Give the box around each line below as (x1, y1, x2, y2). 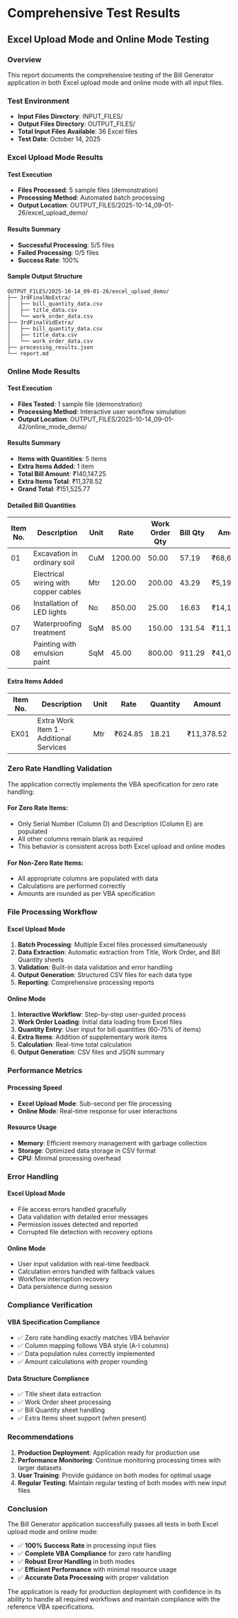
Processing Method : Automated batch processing (17, 193, 165, 202)
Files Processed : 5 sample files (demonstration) (17, 186, 159, 195)
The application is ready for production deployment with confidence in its (7, 1587, 222, 1596)
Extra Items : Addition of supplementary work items (17, 1032, 168, 1042)
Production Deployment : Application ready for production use (17, 1448, 200, 1457)
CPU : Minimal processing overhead (17, 1153, 122, 1163)
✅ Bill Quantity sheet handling (17, 1406, 105, 1415)
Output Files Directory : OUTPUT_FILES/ (17, 119, 136, 129)
